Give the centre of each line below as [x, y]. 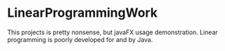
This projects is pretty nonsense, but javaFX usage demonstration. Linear [112, 32]
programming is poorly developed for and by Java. [80, 39]
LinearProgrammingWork [82, 13]
